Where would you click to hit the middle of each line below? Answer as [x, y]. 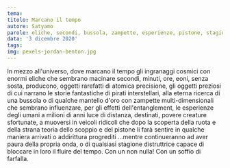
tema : [15, 13]
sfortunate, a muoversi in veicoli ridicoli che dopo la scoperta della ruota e [112, 122]
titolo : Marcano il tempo [44, 20]
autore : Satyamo [30, 26]
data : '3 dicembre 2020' [42, 39]
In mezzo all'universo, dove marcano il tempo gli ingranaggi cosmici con [109, 71]
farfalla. [18, 158]
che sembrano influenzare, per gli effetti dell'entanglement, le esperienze [111, 108]
